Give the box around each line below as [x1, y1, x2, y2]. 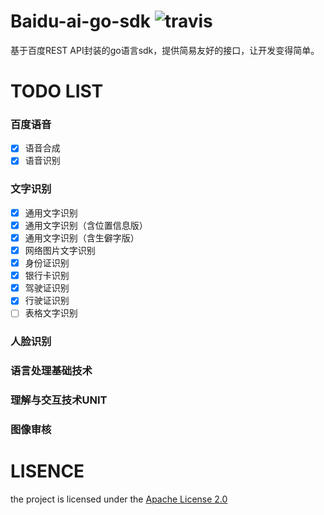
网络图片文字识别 [24, 245, 96, 257]
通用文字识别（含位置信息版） [24, 219, 148, 231]
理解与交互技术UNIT [10, 393, 108, 407]
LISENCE [10, 460, 85, 483]
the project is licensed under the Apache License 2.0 [10, 493, 228, 505]
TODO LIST [10, 80, 104, 103]
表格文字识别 [24, 307, 78, 319]
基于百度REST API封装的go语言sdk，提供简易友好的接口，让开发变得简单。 [10, 44, 320, 56]
